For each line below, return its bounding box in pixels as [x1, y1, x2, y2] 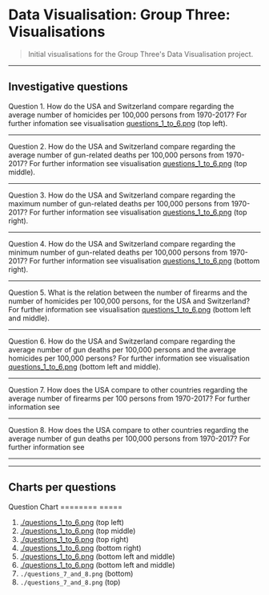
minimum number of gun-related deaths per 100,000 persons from [8, 247, 228, 257]
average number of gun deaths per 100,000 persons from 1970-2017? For [8, 434, 251, 443]
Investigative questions [8, 80, 128, 94]
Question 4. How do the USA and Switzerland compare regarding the [8, 238, 236, 248]
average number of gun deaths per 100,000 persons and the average [8, 344, 236, 354]
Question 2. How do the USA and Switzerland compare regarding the [8, 141, 236, 151]
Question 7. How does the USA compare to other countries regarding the [8, 385, 248, 394]
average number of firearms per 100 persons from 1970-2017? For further [8, 393, 251, 403]
